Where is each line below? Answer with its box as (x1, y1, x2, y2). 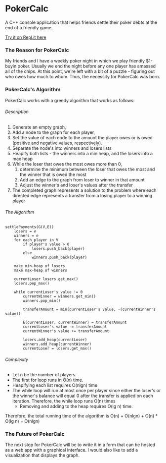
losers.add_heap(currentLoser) (23, 337, 87, 342)
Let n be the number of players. (12, 372, 77, 378)
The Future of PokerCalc (5, 431, 65, 438)
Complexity (5, 356, 29, 362)
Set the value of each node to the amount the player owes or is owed (12, 134, 153, 140)
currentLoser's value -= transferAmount (23, 324, 107, 329)
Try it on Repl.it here (5, 34, 46, 40)
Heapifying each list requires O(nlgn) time (12, 382, 98, 388)
